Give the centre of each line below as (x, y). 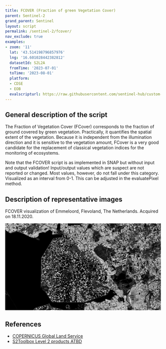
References (23, 324)
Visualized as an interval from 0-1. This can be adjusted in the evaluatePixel (82, 178)
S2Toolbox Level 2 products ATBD (47, 342)
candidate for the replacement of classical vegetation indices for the (75, 148)
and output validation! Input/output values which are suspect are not (75, 168)
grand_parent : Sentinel (30, 21)
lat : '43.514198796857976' (37, 52)
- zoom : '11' (19, 47)
